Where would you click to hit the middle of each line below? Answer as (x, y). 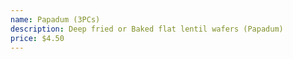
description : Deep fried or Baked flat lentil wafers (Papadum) (147, 29)
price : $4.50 (37, 38)
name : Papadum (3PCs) (55, 19)
